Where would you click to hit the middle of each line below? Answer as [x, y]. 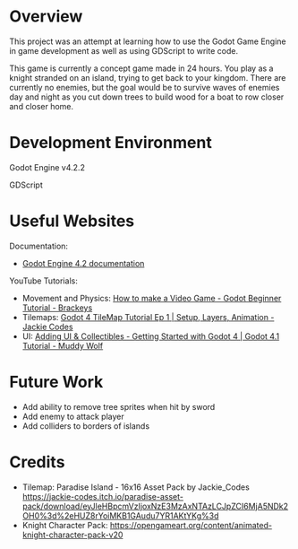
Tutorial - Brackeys [57, 308]
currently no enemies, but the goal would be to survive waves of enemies [145, 87]
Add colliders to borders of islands [86, 426]
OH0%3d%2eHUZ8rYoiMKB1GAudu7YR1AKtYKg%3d [120, 515]
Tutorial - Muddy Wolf [63, 345]
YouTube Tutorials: [43, 281]
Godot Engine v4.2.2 [47, 167]
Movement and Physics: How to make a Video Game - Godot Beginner [152, 298]
